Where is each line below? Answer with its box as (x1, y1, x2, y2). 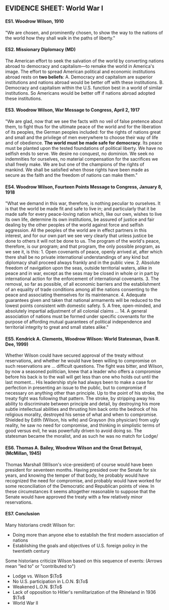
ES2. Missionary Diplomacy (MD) (5, 47, 76, 53)
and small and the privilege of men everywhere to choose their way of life (5, 134, 158, 140)
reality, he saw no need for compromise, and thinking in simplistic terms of (5, 423, 160, 429)
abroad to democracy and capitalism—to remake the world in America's (5, 63, 155, 69)
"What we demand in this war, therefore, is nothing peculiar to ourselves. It (5, 200, 161, 207)
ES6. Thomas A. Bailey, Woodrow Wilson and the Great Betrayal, (5, 445, 143, 450)
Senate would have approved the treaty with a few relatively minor (5, 493, 143, 500)
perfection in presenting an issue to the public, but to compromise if (5, 385, 146, 391)
